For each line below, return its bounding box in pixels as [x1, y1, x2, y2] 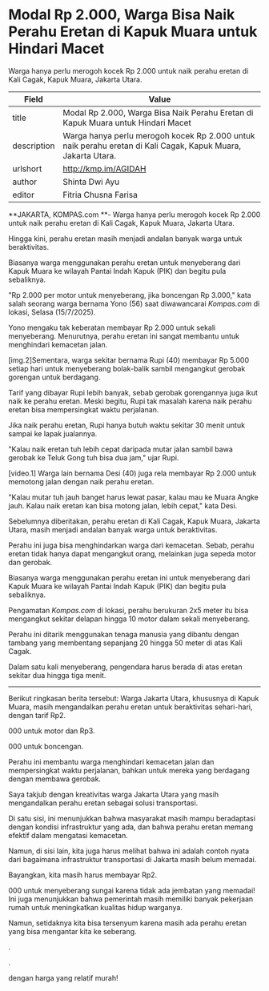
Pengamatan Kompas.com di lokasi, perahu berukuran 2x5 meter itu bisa [8, 605, 249, 615]
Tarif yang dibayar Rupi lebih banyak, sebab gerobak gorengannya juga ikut [8, 387, 259, 397]
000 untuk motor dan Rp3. [8, 726, 95, 736]
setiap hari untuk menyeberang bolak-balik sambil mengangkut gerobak [8, 363, 246, 373]
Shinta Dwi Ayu [62, 176, 120, 187]
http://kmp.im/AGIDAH [62, 162, 147, 174]
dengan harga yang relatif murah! [8, 973, 118, 982]
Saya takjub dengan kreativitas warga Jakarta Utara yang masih [8, 789, 219, 799]
